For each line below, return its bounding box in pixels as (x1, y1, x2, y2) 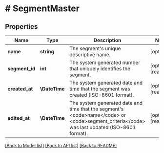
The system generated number (69, 59, 141, 66)
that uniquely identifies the (69, 66, 131, 72)
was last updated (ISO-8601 (69, 124, 136, 131)
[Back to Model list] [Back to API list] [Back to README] (5, 143, 117, 148)
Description (93, 37, 122, 44)
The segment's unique (69, 45, 121, 52)
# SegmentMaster (5, 3, 80, 14)
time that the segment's (69, 106, 124, 112)
